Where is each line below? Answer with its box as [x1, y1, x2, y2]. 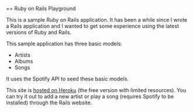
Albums [14, 58, 33, 65]
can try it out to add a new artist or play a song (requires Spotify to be [6, 93, 174, 100]
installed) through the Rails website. [6, 99, 92, 106]
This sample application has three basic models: [6, 40, 123, 47]
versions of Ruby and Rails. [6, 29, 72, 36]
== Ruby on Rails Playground [6, 5, 76, 12]
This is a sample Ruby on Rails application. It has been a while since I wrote [6, 16, 188, 23]
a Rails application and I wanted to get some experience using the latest [6, 23, 180, 29]
